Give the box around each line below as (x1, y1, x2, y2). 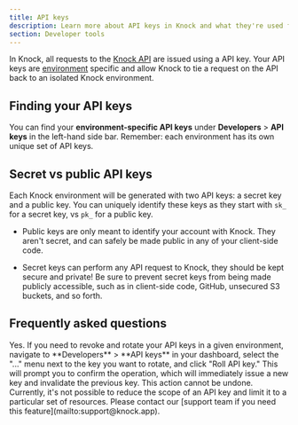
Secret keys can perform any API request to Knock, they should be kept (21, 263, 285, 272)
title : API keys (9, 12, 69, 22)
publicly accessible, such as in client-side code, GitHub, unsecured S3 (21, 281, 281, 291)
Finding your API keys (9, 98, 133, 114)
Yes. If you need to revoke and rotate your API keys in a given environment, (9, 339, 284, 350)
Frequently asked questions (9, 316, 167, 331)
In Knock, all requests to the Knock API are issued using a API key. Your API (9, 54, 286, 65)
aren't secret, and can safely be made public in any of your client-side (21, 236, 278, 246)
